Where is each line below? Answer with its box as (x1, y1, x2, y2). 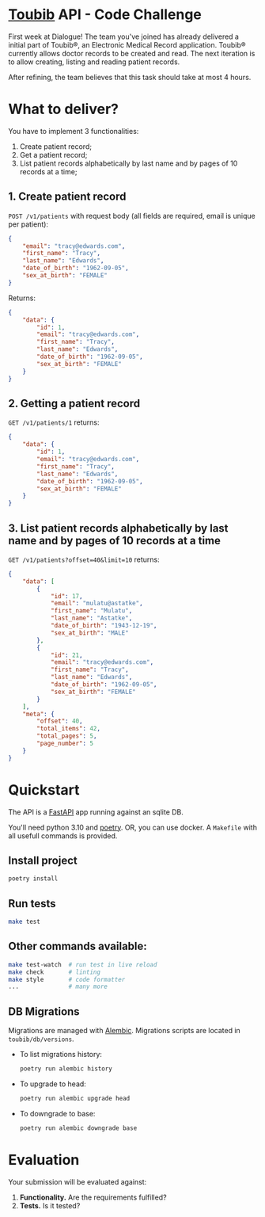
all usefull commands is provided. (8, 830, 118, 841)
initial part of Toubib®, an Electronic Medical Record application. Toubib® (8, 40, 246, 49)
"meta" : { (22, 710, 55, 718)
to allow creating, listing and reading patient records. (8, 57, 180, 67)
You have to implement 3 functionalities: (8, 126, 139, 135)
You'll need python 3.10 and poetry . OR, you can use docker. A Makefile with (8, 822, 257, 832)
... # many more (8, 982, 108, 991)
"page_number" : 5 (36, 739, 93, 748)
